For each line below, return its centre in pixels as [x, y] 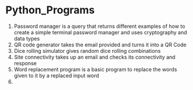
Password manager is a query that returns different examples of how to [99, 26]
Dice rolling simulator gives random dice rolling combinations [87, 51]
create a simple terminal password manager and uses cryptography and [100, 32]
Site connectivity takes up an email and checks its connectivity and [94, 57]
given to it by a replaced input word [57, 75]
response [25, 63]
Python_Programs [50, 10]
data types [27, 38]
